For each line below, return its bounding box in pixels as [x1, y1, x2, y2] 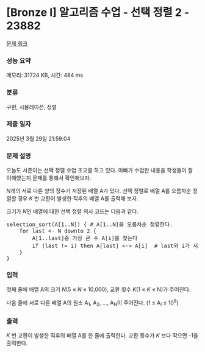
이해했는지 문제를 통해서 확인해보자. [6, 174, 92, 181]
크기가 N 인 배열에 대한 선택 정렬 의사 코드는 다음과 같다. [6, 208, 139, 215]
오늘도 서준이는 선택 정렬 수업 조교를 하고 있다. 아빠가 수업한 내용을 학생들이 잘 [6, 167, 193, 174]
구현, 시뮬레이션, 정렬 [6, 103, 57, 110]
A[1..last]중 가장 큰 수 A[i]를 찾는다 [32, 235, 138, 242]
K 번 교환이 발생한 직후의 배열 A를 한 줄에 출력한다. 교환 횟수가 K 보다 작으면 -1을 [6, 332, 198, 339]
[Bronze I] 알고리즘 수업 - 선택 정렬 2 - [6, 5, 190, 19]
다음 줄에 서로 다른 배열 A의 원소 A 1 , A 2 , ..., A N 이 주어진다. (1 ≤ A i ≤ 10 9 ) [6, 298, 179, 308]
